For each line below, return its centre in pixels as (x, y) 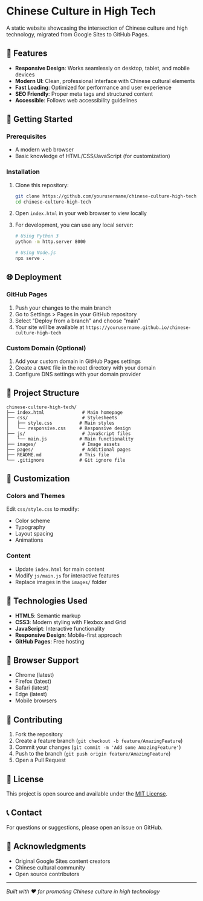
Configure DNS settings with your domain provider (78, 374)
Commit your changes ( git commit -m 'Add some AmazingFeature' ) (98, 747)
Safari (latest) (32, 688)
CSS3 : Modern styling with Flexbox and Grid (70, 622)
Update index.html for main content (60, 569)
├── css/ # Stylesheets (62, 417)
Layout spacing (34, 534)
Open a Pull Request (40, 760)
